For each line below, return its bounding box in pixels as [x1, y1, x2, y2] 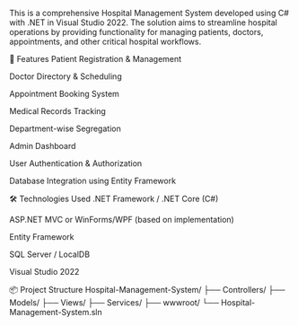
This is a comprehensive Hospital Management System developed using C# [9, 8, 289, 18]
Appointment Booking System [9, 89, 119, 99]
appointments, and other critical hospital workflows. [9, 36, 202, 47]
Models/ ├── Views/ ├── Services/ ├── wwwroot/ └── [9, 297, 220, 308]
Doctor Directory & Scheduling [9, 71, 123, 82]
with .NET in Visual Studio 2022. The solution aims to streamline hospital [9, 17, 278, 28]
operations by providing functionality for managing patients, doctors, [9, 27, 264, 37]
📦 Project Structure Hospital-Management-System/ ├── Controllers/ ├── [9, 285, 285, 295]
